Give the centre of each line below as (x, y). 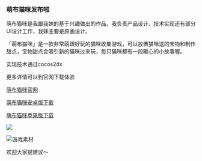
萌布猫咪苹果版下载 (30, 115)
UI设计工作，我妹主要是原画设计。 (49, 31)
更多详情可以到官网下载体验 (41, 77)
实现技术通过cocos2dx (34, 64)
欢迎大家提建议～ (27, 152)
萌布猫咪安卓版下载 (30, 103)
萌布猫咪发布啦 (28, 9)
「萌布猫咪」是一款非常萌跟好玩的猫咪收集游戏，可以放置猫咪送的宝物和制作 (101, 44)
